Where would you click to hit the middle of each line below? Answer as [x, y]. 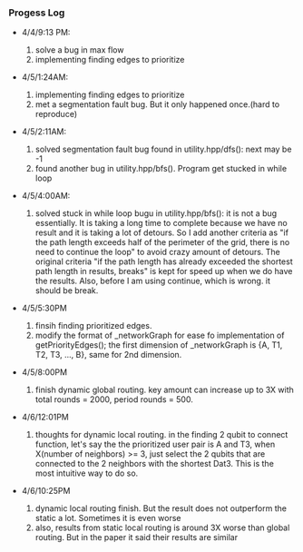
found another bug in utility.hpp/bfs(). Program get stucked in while [161, 169]
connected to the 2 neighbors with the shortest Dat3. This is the [154, 464]
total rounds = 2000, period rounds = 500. [114, 399]
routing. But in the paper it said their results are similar [136, 537]
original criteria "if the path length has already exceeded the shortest [164, 261]
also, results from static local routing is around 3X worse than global [162, 527]
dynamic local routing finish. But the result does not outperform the [161, 508]
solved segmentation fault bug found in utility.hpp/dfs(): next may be [163, 149]
